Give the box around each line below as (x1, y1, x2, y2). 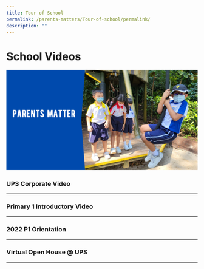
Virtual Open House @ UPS (6, 248, 88, 256)
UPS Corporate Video (6, 179, 71, 188)
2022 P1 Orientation (6, 225, 67, 234)
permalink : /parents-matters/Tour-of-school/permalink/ (6, 16, 151, 22)
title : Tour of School (6, 10, 64, 16)
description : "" (6, 22, 47, 29)
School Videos (6, 49, 81, 63)
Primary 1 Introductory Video (6, 202, 93, 211)
